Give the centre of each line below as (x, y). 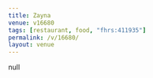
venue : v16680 (32, 23)
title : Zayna (30, 15)
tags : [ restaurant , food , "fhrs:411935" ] (77, 30)
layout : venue (32, 45)
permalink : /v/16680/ (44, 37)
